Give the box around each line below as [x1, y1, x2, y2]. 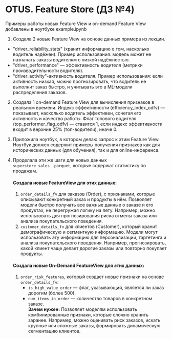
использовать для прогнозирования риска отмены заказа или [20, 213, 157, 219]
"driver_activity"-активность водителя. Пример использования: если [12, 73, 163, 79]
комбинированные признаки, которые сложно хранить [28, 312, 149, 318]
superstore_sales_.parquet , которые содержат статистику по [12, 162, 146, 168]
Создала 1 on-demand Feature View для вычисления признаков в [12, 99, 155, 105]
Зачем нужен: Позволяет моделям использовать [28, 306, 137, 312]
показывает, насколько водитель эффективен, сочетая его [12, 110, 142, 116]
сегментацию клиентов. [28, 328, 81, 334]
